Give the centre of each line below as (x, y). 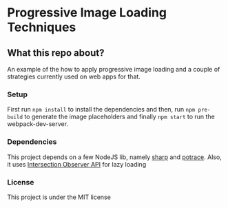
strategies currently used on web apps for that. (74, 76)
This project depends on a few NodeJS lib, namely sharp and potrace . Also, (114, 157)
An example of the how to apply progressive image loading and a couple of (114, 69)
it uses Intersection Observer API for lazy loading (77, 164)
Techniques (42, 27)
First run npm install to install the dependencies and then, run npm (101, 110)
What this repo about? (56, 53)
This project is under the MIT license (59, 197)
